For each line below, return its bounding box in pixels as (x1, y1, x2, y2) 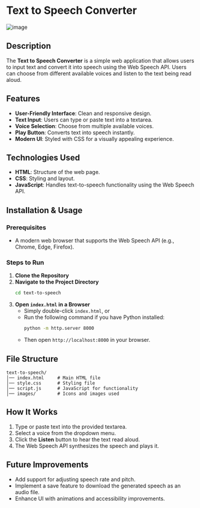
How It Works (6, 407, 58, 417)
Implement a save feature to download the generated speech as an (14, 482, 181, 489)
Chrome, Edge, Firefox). (14, 243, 74, 250)
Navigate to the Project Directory (14, 278, 99, 286)
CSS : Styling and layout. (14, 175, 75, 182)
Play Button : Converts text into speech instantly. (14, 129, 135, 136)
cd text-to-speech (14, 290, 61, 296)
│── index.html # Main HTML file (6, 374, 101, 381)
